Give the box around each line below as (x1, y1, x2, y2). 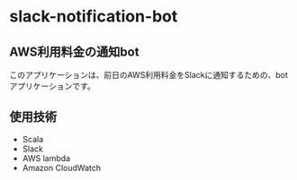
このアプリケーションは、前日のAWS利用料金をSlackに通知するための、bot (9, 70, 288, 80)
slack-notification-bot (9, 6, 178, 27)
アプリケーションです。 (9, 81, 96, 91)
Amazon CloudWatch (22, 162, 102, 173)
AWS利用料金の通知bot (9, 44, 139, 59)
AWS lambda (22, 152, 70, 163)
